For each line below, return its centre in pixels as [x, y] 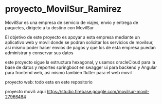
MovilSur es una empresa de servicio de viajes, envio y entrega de [72, 22]
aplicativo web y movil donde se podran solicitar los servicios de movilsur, [80, 42]
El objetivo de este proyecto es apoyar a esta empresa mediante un [72, 37]
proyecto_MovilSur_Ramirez [63, 9]
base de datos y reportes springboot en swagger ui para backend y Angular [81, 67]
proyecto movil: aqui [26, 91]
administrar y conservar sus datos [39, 53]
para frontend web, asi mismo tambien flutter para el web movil [69, 72]
